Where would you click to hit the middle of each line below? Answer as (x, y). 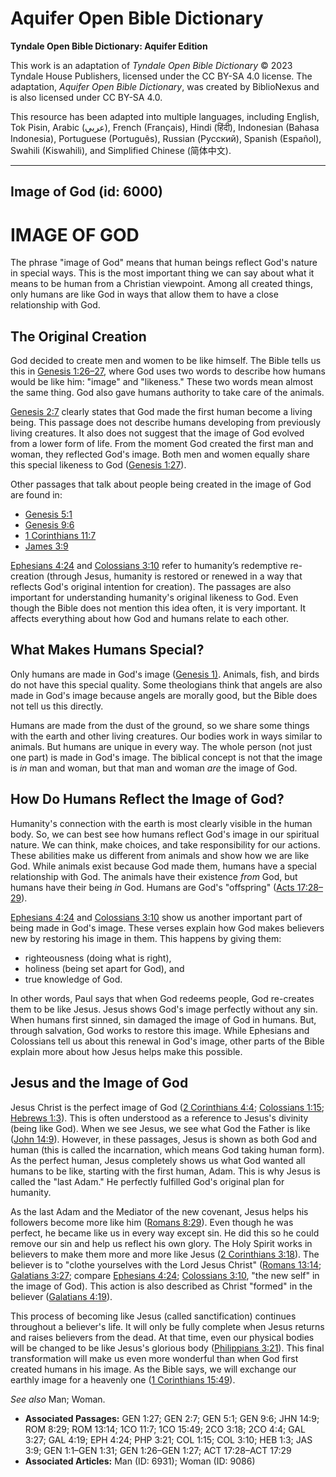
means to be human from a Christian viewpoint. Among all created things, (162, 284)
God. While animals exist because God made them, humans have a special (163, 866)
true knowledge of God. (73, 979)
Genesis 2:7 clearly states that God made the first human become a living (161, 412)
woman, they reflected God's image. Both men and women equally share (160, 454)
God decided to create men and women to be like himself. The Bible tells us (166, 361)
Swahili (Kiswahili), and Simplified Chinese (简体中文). (121, 150)
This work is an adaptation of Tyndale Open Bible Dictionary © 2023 (151, 65)
